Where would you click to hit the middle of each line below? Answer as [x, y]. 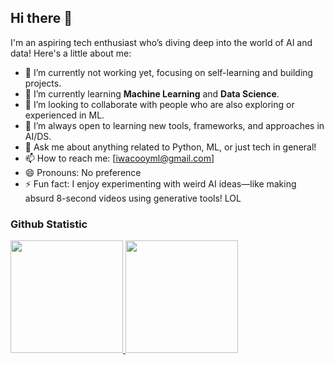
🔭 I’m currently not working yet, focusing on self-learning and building [169, 72]
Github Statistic [49, 224]
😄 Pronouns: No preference [83, 172]
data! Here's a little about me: [71, 53]
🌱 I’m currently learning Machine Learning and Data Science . [152, 93]
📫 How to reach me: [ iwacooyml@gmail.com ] [119, 158]
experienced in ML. [64, 115]
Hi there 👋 [41, 18]
